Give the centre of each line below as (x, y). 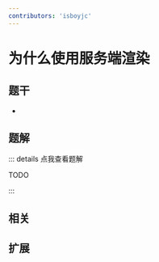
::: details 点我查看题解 (46, 159)
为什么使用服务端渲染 (79, 58)
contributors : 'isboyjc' (50, 16)
